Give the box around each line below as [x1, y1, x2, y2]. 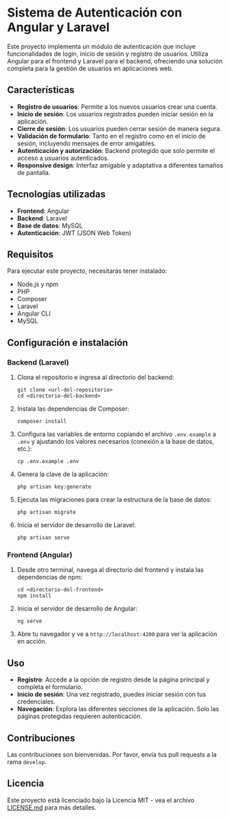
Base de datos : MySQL [16, 221, 83, 229]
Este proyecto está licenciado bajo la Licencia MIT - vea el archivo [7, 796, 194, 804]
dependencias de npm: [16, 573, 82, 582]
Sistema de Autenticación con [7, 5, 183, 21]
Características [7, 84, 75, 96]
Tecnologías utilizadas [7, 188, 106, 201]
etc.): [16, 444, 32, 453]
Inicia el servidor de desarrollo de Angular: [16, 604, 138, 613]
